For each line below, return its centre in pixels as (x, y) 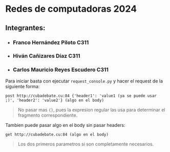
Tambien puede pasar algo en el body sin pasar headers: (65, 125)
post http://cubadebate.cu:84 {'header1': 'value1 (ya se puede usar (81, 96)
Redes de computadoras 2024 (71, 9)
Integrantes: (25, 28)
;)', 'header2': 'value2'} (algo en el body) (55, 100)
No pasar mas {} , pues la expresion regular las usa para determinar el (91, 110)
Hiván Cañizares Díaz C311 (46, 56)
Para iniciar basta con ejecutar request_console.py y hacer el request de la (84, 81)
